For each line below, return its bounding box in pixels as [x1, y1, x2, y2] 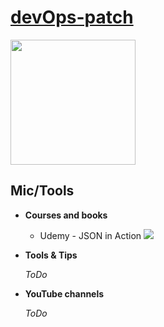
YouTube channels [24, 287, 105, 300]
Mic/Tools [10, 182, 75, 200]
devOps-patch [10, 6, 134, 29]
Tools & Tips [24, 249, 78, 261]
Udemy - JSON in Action [39, 229, 142, 241]
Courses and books [24, 209, 108, 221]
